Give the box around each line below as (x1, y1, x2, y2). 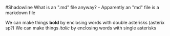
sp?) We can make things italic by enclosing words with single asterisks (5, 25, 157, 31)
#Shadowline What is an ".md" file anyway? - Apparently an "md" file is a (5, 5, 160, 10)
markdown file (5, 10, 36, 16)
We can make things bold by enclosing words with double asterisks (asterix (5, 20, 165, 25)
